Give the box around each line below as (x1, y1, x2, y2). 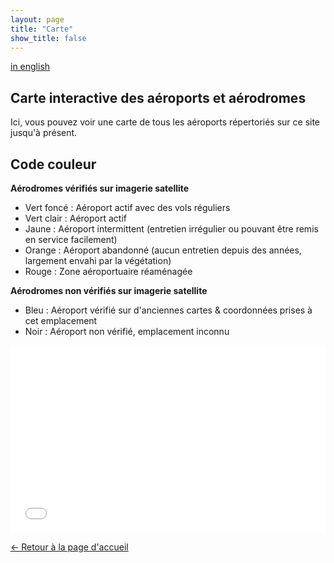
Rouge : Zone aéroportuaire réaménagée (24, 266, 193, 277)
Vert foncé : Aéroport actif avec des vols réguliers (24, 202, 231, 213)
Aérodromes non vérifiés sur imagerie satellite (10, 285, 208, 296)
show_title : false (10, 33, 87, 43)
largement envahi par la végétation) (24, 255, 172, 266)
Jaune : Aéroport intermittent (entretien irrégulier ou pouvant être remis (24, 223, 319, 235)
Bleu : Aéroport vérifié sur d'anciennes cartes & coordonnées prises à (24, 304, 313, 316)
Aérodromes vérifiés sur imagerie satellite (10, 182, 190, 194)
